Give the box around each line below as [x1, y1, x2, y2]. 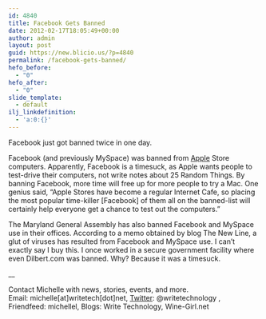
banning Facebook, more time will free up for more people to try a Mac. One [8, 178, 259, 188]
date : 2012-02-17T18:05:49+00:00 [8, 26, 120, 34]
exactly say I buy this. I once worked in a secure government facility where [8, 245, 255, 254]
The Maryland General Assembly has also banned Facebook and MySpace [8, 219, 254, 229]
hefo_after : [8, 78, 48, 86]
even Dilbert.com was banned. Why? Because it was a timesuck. [8, 253, 221, 263]
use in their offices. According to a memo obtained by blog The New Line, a [8, 228, 257, 237]
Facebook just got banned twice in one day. [8, 138, 153, 147]
